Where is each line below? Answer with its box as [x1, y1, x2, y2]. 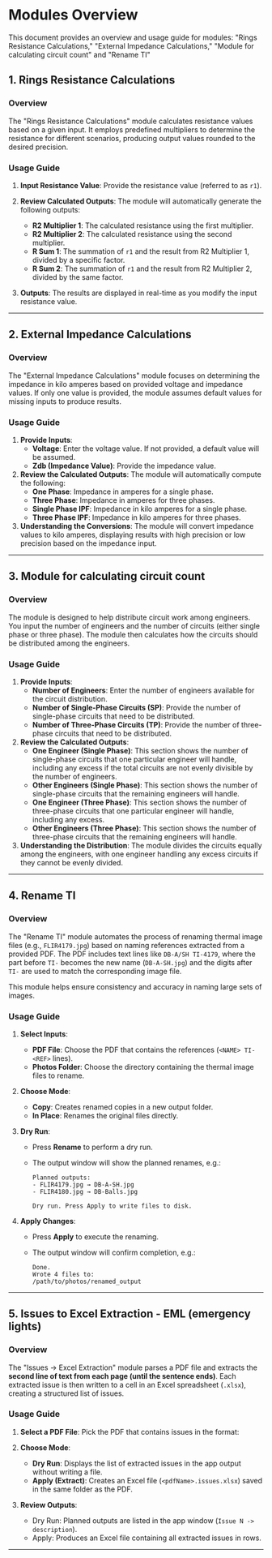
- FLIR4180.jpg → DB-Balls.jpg [32, 1187, 138, 1195]
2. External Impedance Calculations [8, 328, 192, 341]
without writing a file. [32, 1466, 103, 1477]
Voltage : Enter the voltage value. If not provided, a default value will [32, 444, 260, 453]
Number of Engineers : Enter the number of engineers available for [32, 685, 255, 695]
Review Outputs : [19, 1500, 78, 1509]
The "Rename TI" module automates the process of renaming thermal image [8, 931, 263, 942]
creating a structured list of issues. [8, 1388, 125, 1398]
